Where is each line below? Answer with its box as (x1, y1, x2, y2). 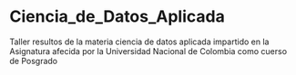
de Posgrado (9, 55, 58, 66)
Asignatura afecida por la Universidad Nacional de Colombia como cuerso (9, 45, 288, 56)
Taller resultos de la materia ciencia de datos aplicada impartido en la (9, 36, 270, 47)
